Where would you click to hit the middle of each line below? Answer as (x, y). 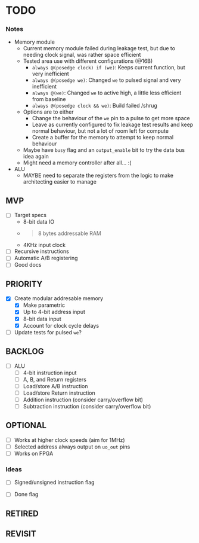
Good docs (28, 265)
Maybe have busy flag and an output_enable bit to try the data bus (104, 150)
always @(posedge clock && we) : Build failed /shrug (94, 106)
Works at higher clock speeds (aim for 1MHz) (70, 440)
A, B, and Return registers (55, 379)
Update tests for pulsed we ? (48, 332)
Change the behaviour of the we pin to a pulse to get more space (111, 118)
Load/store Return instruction (59, 393)
